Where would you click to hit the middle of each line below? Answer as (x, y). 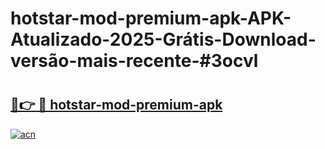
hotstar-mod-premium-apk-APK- (151, 18)
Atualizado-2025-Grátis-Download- (163, 39)
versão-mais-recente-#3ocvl (134, 61)
